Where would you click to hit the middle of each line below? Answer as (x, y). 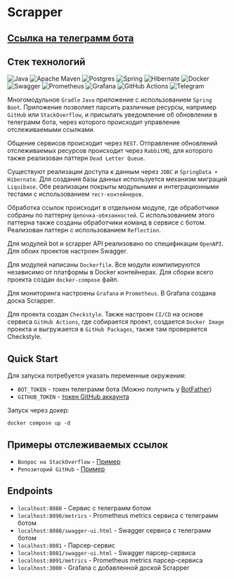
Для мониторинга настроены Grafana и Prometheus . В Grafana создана (112, 293)
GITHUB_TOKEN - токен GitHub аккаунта (73, 397)
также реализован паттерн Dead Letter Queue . (76, 158)
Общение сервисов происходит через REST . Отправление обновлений (112, 143)
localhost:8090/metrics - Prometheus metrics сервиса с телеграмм (118, 515)
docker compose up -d (39, 423)
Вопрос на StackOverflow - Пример (69, 462)
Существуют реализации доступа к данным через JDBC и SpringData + (112, 172)
